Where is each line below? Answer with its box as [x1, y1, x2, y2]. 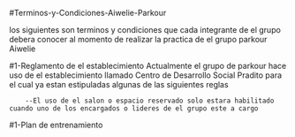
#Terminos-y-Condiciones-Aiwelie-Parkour [9, 8, 167, 18]
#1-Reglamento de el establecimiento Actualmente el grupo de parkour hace [9, 61, 287, 71]
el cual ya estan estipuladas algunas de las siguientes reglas [9, 80, 229, 89]
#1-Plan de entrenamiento [9, 119, 103, 130]
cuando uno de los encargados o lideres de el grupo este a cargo [9, 104, 259, 113]
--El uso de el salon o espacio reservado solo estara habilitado [25, 96, 275, 105]
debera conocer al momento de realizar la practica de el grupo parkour [9, 34, 268, 44]
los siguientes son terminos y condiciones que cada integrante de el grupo [9, 25, 281, 34]
